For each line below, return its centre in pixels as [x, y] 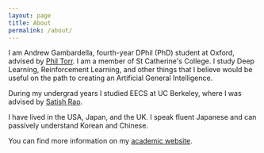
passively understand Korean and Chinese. [78, 126]
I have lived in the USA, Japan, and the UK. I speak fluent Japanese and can [132, 117]
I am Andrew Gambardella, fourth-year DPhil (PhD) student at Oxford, [122, 53]
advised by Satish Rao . [46, 102]
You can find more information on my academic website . [100, 141]
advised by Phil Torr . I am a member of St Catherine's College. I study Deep [132, 61]
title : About [30, 23]
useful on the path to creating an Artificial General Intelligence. [111, 78]
